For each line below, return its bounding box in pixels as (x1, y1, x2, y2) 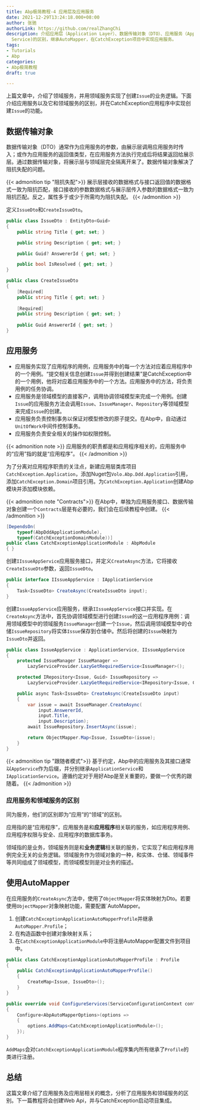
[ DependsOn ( (6, 523, 36, 529)
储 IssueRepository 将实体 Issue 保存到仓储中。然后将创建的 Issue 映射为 (6, 627, 177, 634)
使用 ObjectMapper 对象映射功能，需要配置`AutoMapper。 (6, 902, 144, 909)
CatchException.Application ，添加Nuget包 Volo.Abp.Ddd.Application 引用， (6, 470, 192, 477)
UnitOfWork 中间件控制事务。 (14, 422, 84, 430)
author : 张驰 (6, 20, 37, 26)
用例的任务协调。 (14, 385, 57, 392)
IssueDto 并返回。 (6, 634, 49, 642)
